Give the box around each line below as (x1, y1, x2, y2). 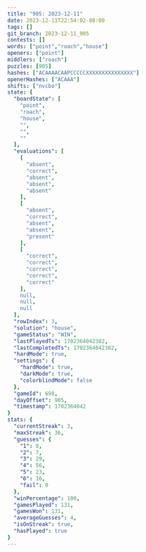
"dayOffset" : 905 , (13, 396, 68, 403)
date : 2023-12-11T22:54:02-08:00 (7, 17, 105, 24)
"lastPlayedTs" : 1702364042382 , (13, 337, 109, 345)
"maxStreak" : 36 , (13, 429, 65, 437)
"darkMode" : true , (20, 370, 74, 377)
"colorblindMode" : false (20, 377, 93, 384)
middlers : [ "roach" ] (7, 56, 68, 63)
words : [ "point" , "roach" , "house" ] (7, 43, 109, 50)
